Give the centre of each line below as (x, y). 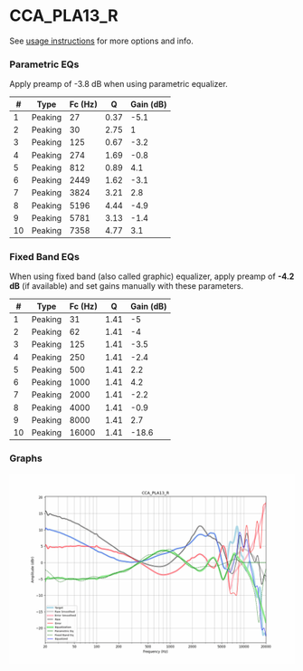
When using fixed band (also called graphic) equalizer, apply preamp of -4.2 (152, 276)
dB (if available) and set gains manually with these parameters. (127, 286)
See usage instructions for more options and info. (102, 41)
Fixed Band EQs (44, 256)
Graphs (26, 458)
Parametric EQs (44, 64)
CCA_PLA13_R (64, 16)
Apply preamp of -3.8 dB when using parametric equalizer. (118, 84)
